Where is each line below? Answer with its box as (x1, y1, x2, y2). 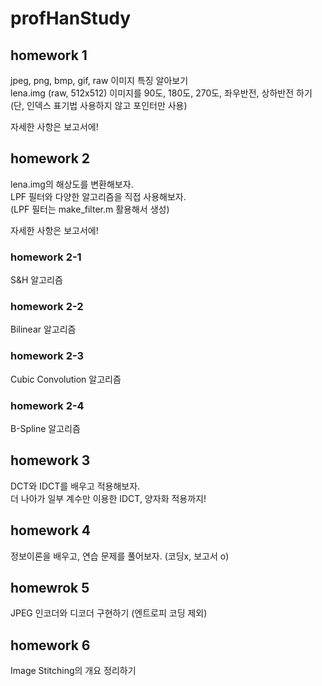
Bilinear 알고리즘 (10, 323, 77, 336)
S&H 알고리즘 (10, 274, 63, 286)
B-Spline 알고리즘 (10, 423, 81, 434)
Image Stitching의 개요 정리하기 (10, 665, 137, 677)
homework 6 (10, 637, 91, 654)
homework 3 (10, 452, 91, 469)
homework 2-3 (10, 349, 85, 363)
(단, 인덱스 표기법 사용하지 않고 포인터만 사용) (10, 100, 188, 111)
